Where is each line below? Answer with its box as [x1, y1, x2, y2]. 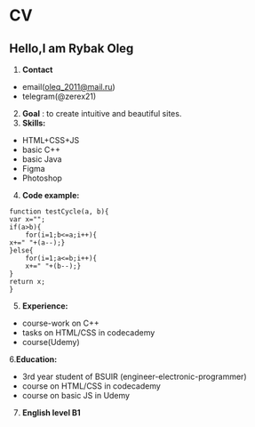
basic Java [21, 154, 62, 165]
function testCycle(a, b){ [9, 207, 109, 216]
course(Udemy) [21, 337, 80, 347]
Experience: [21, 301, 68, 311]
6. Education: [9, 354, 58, 365]
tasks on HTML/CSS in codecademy [21, 327, 155, 338]
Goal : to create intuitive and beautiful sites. [21, 109, 182, 118]
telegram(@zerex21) [21, 91, 97, 101]
